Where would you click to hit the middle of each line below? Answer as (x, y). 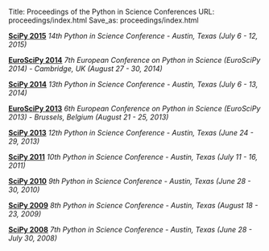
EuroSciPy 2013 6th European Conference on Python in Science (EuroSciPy (134, 109)
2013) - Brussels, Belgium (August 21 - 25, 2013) (89, 117)
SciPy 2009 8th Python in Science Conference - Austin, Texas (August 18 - (133, 205)
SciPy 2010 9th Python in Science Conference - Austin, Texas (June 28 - (130, 181)
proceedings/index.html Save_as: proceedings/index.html (103, 20)
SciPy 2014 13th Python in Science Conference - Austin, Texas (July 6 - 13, (133, 84)
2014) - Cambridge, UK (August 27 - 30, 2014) (85, 69)
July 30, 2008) (33, 238)
